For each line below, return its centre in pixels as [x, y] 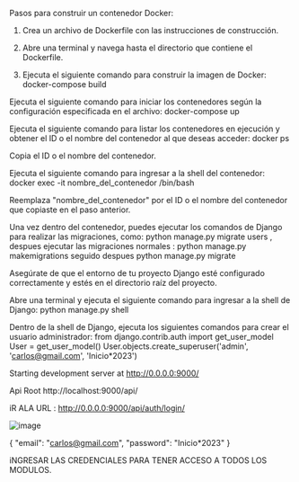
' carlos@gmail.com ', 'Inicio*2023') [73, 356]
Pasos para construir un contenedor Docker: [92, 13]
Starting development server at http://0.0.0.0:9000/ [104, 373]
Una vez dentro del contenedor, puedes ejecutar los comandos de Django [146, 227]
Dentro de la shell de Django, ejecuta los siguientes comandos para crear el [149, 327]
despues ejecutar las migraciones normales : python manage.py [128, 246]
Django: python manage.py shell [69, 310]
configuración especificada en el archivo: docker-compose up [124, 111]
